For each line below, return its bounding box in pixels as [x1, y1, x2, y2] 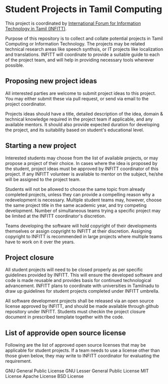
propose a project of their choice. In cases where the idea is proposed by [5, 160, 158, 166]
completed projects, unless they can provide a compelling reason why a [5, 191, 155, 197]
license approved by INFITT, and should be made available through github [5, 303, 159, 309]
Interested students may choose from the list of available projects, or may [5, 155, 158, 161]
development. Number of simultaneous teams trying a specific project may [5, 207, 161, 213]
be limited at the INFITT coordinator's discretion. [5, 213, 106, 219]
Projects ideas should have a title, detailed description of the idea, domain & [5, 111, 163, 117]
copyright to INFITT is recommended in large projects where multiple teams [5, 233, 162, 239]
